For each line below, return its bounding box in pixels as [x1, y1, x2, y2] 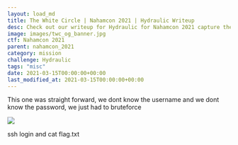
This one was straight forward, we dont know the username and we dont [7, 95, 220, 104]
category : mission [7, 50, 62, 57]
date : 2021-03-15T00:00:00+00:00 [7, 69, 106, 76]
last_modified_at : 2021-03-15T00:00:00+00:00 [7, 76, 144, 83]
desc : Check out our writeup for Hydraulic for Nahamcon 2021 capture [7, 23, 220, 30]
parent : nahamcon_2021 [7, 43, 74, 50]
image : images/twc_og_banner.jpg [7, 30, 106, 37]
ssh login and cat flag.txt [7, 130, 80, 139]
